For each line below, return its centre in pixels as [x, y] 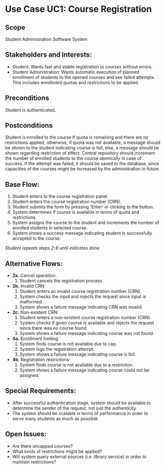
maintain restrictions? [34, 462]
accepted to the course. [36, 238]
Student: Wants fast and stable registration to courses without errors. [82, 67]
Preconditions [27, 98]
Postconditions [29, 125]
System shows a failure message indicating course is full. [78, 354]
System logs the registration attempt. [57, 349]
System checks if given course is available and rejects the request [87, 323]
